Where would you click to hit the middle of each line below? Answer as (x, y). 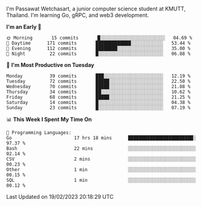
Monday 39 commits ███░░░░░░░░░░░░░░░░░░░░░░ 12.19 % (98, 76)
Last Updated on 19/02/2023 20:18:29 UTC (60, 197)
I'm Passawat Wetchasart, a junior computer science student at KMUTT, (96, 9)
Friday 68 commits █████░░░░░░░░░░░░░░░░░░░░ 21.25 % (98, 97)
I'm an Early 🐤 (24, 27)
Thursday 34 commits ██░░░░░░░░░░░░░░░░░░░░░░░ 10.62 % (98, 92)
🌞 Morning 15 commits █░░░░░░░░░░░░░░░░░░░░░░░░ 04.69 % (99, 38)
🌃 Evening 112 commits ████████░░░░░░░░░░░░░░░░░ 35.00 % (98, 48)
